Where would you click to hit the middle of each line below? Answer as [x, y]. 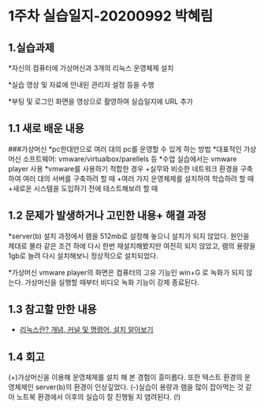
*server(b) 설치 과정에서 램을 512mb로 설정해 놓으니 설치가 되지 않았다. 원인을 [129, 236]
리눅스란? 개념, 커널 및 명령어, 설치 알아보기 [86, 330]
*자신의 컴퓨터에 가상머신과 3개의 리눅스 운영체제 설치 [91, 68]
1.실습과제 [32, 48]
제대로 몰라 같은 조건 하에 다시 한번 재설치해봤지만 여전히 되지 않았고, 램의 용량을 [132, 245]
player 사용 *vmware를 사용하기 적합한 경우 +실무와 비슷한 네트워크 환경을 [123, 168]
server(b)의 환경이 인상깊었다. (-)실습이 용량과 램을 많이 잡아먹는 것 [139, 387]
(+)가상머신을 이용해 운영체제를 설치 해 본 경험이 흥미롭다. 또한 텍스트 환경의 [125, 378]
